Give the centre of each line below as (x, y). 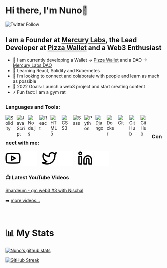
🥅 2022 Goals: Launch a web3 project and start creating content (79, 86)
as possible (24, 81)
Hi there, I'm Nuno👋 (47, 10)
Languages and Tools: (33, 107)
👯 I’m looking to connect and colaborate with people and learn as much (86, 76)
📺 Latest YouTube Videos (37, 178)
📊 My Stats (30, 233)
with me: (28, 143)
